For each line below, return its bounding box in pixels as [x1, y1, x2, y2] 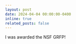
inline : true [5, 16, 32, 21]
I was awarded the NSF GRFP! [5, 34, 66, 40]
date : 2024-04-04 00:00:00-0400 [5, 12, 71, 17]
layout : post [5, 7, 32, 12]
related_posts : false [5, 21, 50, 26]
